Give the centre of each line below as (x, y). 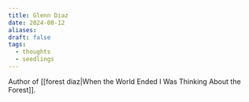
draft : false (30, 37)
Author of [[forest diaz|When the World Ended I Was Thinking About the (125, 81)
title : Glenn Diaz (38, 15)
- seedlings (35, 60)
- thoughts (33, 52)
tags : (17, 45)
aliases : (22, 30)
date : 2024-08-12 (37, 23)
